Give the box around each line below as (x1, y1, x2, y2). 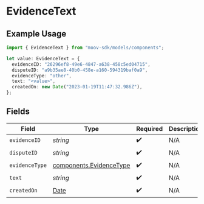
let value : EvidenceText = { (6, 55, 80, 62)
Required (136, 124, 163, 133)
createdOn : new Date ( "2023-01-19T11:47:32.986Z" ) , (12, 84, 143, 90)
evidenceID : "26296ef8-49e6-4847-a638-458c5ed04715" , (12, 61, 151, 68)
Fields (6, 107, 30, 117)
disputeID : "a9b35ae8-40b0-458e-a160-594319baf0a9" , (12, 67, 148, 73)
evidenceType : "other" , (12, 72, 72, 79)
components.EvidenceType (52, 161, 131, 170)
